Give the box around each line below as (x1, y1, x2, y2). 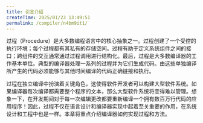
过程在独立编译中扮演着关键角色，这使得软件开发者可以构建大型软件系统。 (6, 80, 192, 87)
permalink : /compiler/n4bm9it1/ (6, 20, 88, 26)
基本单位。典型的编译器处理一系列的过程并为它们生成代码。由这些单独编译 (11, 60, 197, 67)
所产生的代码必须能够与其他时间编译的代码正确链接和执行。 (6, 68, 155, 75)
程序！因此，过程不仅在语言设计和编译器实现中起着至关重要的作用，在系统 (11, 103, 197, 110)
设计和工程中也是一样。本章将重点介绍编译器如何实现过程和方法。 (6, 110, 170, 118)
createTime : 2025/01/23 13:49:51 (6, 14, 91, 20)
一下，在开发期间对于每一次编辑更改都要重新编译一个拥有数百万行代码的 (11, 95, 192, 102)
